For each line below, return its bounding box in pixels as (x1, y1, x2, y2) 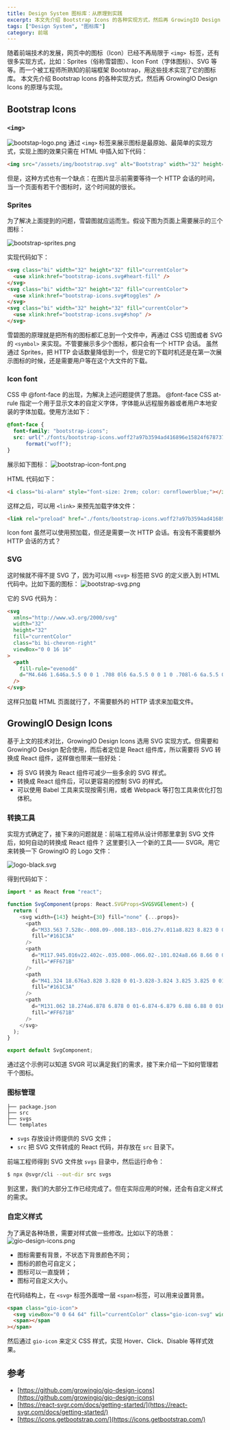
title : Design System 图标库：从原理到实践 (7, 10, 123, 17)
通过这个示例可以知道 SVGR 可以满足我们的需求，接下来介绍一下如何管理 (7, 1060, 213, 1069)
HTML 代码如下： (7, 474, 56, 483)
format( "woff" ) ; (25, 440, 72, 447)
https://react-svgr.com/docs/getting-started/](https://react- (19, 1401, 188, 1409)
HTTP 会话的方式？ (7, 537, 62, 545)
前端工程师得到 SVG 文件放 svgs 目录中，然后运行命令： (7, 1157, 165, 1166)
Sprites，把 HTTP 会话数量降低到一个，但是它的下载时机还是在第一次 (20, 347, 216, 356)
